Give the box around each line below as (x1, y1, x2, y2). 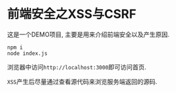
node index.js (7, 49, 48, 57)
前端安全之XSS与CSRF (7, 6, 137, 22)
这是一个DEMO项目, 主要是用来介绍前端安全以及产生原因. (7, 30, 170, 38)
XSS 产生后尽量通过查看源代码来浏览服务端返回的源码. (7, 77, 157, 86)
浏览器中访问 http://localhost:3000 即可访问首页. (7, 62, 147, 71)
